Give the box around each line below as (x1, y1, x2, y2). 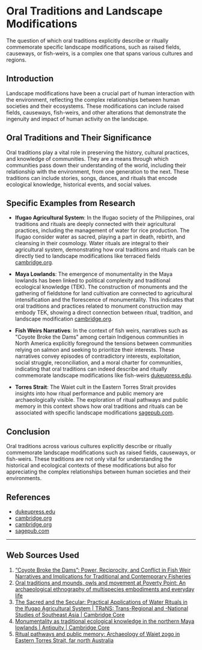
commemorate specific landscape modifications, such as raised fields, (6, 43, 182, 51)
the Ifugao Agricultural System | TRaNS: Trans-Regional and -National (14, 604, 188, 612)
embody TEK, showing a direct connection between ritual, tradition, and (14, 309, 194, 316)
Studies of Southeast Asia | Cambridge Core (14, 611, 125, 618)
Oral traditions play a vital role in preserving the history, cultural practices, (6, 149, 189, 156)
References (6, 492, 50, 502)
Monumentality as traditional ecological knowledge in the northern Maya (14, 617, 195, 625)
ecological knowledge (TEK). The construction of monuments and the (14, 283, 188, 290)
